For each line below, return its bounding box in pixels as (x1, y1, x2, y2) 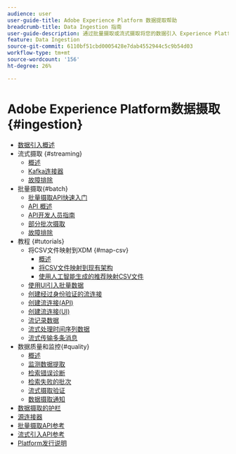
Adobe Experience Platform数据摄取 (7, 101, 221, 116)
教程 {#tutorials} (17, 236, 65, 246)
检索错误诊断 (27, 368, 65, 377)
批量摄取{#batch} (17, 184, 68, 193)
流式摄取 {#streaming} (17, 149, 83, 158)
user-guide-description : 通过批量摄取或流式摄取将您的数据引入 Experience (7, 29, 212, 37)
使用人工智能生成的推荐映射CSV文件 (38, 272, 144, 281)
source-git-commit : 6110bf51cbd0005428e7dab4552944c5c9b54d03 (7, 43, 193, 50)
